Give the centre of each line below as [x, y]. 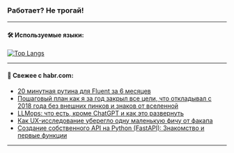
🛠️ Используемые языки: [46, 35]
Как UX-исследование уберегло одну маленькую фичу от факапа [115, 120]
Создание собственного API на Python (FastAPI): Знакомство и [111, 128]
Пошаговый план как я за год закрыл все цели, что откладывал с [115, 98]
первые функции [42, 135]
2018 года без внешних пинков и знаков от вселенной [98, 106]
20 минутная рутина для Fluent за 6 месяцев [84, 91]
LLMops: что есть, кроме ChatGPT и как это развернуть [101, 113]
